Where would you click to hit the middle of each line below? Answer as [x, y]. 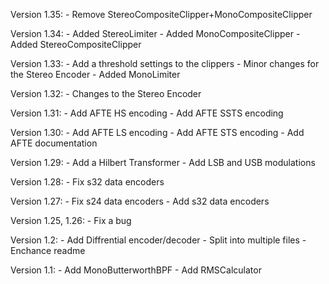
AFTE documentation [54, 143]
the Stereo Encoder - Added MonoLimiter [95, 74]
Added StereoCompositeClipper [76, 44]
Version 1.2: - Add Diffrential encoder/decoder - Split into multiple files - [158, 240]
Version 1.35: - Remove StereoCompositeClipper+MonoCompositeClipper [161, 14]
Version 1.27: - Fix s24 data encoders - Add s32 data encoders [140, 201]
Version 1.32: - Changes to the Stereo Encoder [106, 93]
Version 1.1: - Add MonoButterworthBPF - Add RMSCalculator [136, 270]
